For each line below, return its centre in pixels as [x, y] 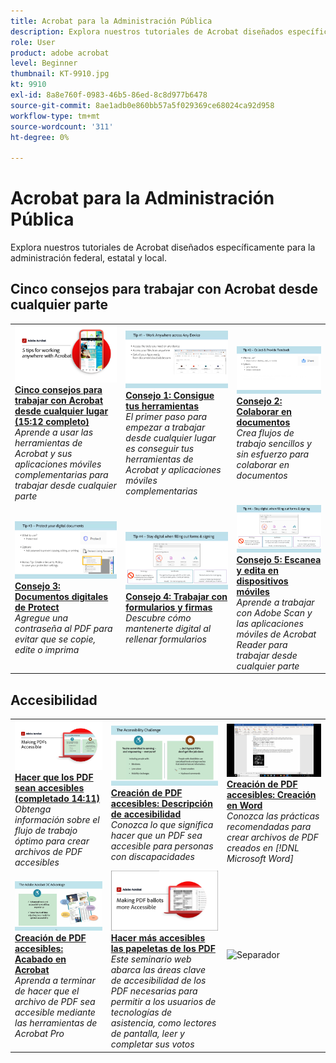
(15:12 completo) [52, 422]
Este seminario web [151, 959]
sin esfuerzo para [273, 454]
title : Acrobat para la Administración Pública [111, 21]
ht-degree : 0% [40, 137]
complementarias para [61, 475]
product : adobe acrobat [60, 53]
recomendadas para [269, 827]
